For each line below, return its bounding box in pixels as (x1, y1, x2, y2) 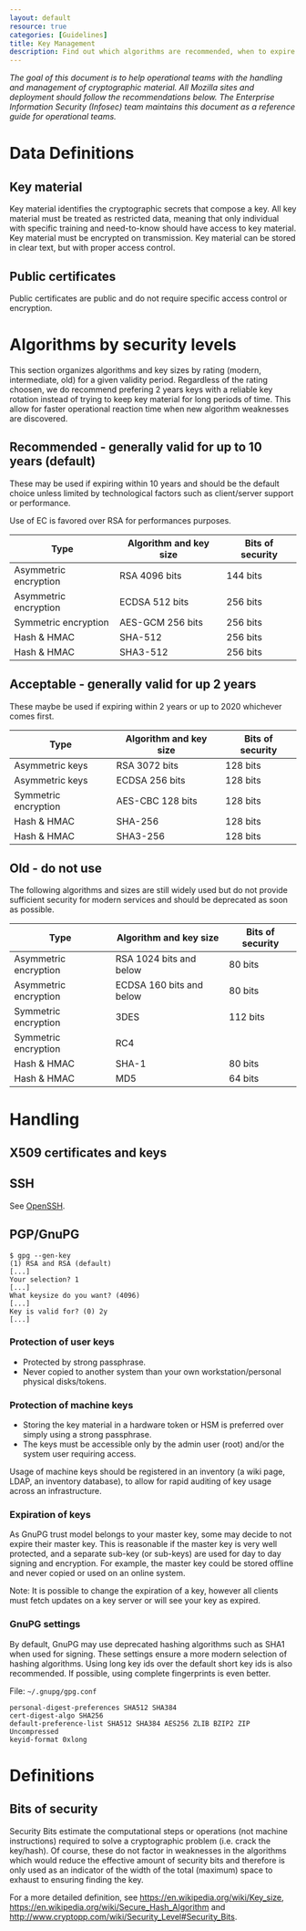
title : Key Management (9, 38, 96, 48)
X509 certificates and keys (9, 1145, 167, 1160)
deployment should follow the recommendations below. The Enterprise (9, 92, 275, 103)
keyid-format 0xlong (9, 1735, 88, 1744)
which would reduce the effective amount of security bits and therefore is (9, 1854, 285, 1865)
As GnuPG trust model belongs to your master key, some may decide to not (9, 1529, 292, 1540)
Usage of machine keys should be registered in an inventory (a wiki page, (9, 1466, 285, 1478)
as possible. (9, 904, 55, 915)
